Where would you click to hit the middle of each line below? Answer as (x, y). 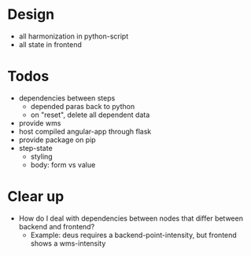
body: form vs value (63, 165)
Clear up (36, 197)
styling (41, 156)
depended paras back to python (83, 106)
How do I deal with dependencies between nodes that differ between (131, 218)
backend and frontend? (57, 226)
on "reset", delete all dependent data (90, 115)
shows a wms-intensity (68, 243)
